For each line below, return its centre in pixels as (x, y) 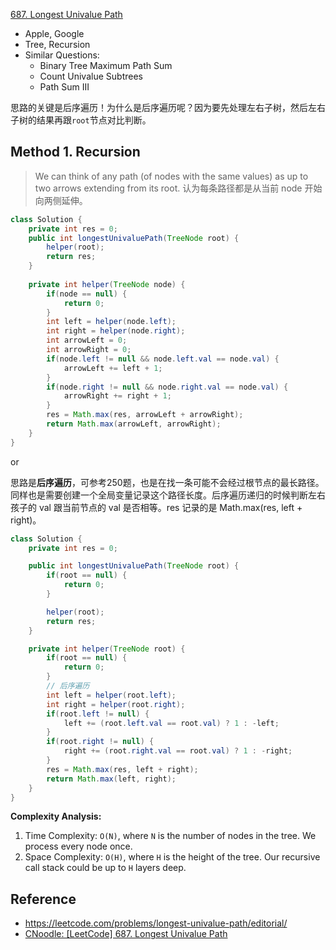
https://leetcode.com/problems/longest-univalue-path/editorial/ (156, 923)
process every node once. (78, 846)
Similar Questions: (62, 55)
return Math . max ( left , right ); (111, 779)
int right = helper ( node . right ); (116, 331)
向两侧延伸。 (61, 200)
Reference (43, 899)
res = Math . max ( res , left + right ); (122, 769)
